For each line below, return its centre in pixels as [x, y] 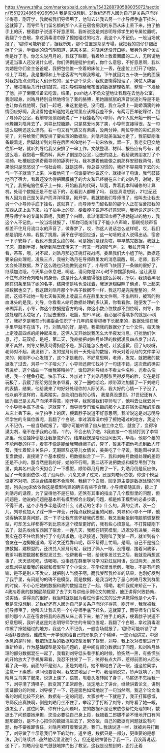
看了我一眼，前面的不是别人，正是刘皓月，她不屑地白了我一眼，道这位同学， [82, 665]
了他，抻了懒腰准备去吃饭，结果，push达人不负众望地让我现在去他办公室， [81, 93]
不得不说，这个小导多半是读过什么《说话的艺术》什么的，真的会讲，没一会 [80, 505]
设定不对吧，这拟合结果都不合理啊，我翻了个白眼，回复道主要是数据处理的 [80, 481]
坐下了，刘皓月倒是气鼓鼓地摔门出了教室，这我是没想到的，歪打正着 [74, 745]
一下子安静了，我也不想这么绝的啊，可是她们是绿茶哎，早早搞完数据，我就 [80, 241]
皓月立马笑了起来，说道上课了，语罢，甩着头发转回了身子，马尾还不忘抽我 [80, 678]
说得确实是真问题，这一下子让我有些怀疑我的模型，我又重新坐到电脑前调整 [80, 518]
